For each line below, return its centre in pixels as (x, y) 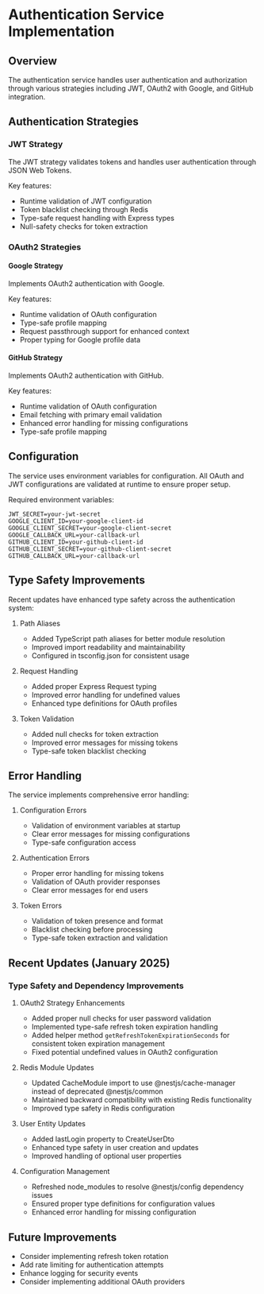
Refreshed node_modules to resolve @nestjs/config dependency (138, 1187)
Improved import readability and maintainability (109, 647)
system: (21, 608)
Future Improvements (63, 1237)
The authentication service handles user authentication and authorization (128, 80)
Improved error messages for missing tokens (105, 742)
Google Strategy (36, 266)
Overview (33, 61)
